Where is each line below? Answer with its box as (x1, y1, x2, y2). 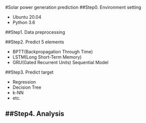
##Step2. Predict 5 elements (5, 39, 64, 45)
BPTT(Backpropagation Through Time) (12, 49, 93, 54)
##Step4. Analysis (5, 109, 64, 118)
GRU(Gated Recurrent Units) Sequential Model (12, 59, 109, 65)
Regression (12, 79, 36, 85)
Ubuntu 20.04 (12, 14, 42, 20)
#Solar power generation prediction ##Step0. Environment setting (5, 5, 141, 10)
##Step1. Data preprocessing (5, 29, 65, 35)
